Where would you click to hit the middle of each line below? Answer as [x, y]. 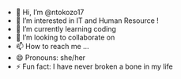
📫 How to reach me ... [52, 46]
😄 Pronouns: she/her [50, 58]
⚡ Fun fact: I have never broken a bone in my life [94, 66]
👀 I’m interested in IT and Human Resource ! [87, 21]
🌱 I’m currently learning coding [66, 29]
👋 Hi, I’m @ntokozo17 [50, 12]
